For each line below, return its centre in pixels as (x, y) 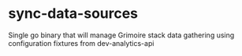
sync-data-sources (73, 14)
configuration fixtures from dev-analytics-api (81, 43)
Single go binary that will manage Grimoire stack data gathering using (121, 35)
